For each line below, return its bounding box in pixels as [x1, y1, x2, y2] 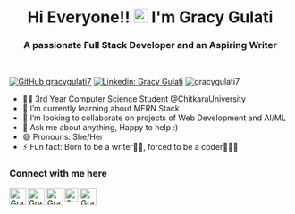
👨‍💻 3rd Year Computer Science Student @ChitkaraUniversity [21, 94, 247, 104]
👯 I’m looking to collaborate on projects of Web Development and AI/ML [21, 112, 286, 123]
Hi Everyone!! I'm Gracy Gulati [27, 7, 274, 28]
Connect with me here [9, 168, 107, 180]
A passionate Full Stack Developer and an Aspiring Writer [23, 39, 277, 52]
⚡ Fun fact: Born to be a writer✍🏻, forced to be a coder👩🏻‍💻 [21, 142, 239, 152]
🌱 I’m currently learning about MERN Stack [21, 103, 181, 114]
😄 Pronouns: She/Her [21, 132, 104, 143]
